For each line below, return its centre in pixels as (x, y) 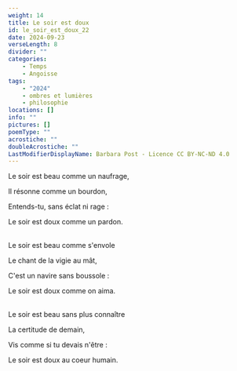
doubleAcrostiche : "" (44, 147)
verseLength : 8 (33, 45)
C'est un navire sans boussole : (59, 276)
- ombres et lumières (57, 96)
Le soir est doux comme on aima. (62, 291)
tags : (17, 81)
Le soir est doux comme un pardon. (66, 222)
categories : (27, 60)
